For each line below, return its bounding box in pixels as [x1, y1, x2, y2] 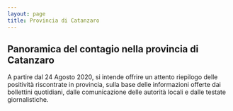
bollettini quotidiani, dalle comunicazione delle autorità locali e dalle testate [7, 88, 227, 96]
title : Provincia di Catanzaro [7, 17, 100, 24]
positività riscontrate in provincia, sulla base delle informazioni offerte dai [7, 81, 221, 89]
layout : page [7, 10, 46, 18]
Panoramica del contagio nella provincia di [7, 43, 199, 55]
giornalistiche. [7, 95, 49, 104]
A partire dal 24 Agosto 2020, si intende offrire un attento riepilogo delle [7, 73, 218, 81]
